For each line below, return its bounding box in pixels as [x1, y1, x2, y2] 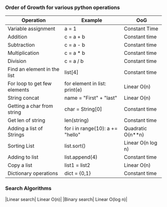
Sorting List [7, 143, 35, 150]
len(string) [64, 117, 89, 124]
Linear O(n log [124, 139, 158, 146]
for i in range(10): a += [64, 125, 118, 132]
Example [81, 17, 102, 24]
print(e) [64, 86, 83, 93]
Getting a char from [7, 103, 53, 110]
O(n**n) [124, 131, 144, 138]
